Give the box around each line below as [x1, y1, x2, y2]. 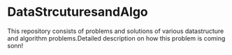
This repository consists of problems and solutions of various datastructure [7, 27, 224, 35]
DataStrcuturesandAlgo [7, 4, 148, 20]
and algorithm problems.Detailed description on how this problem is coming [7, 34, 226, 42]
